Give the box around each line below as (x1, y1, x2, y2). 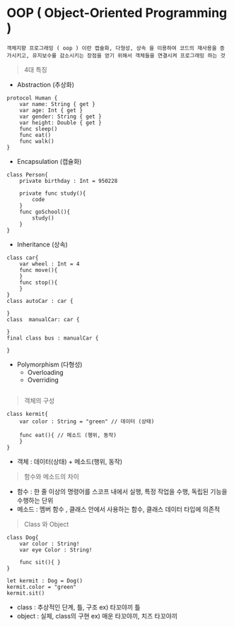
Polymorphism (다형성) (16, 360, 83, 369)
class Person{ (6, 171, 49, 178)
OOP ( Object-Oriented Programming (6, 5, 228, 21)
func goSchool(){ (19, 208, 71, 215)
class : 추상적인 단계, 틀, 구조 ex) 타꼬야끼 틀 (16, 602, 141, 611)
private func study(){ (19, 189, 86, 197)
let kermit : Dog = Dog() (6, 577, 83, 584)
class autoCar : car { (6, 297, 74, 304)
